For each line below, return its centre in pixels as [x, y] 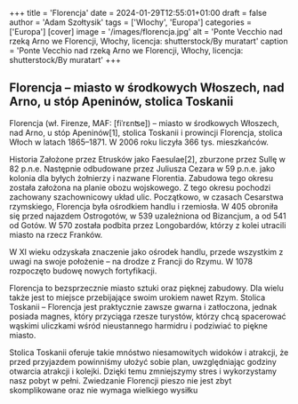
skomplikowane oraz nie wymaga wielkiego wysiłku [104, 390]
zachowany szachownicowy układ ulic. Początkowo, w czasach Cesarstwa [146, 197]
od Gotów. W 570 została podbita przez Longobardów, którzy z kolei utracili [148, 225]
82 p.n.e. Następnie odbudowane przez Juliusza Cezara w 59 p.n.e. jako [142, 169]
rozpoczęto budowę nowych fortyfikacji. [83, 271]
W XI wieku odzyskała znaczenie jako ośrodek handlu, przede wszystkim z [146, 251]
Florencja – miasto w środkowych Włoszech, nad [147, 88]
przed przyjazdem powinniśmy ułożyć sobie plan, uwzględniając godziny [143, 361]
